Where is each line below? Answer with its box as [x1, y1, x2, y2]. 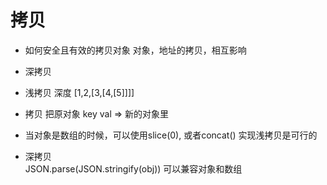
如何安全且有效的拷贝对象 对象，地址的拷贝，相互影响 [24, 44, 247, 56]
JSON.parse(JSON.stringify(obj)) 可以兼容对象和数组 [24, 162, 243, 175]
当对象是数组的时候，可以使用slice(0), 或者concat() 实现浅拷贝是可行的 [24, 129, 318, 141]
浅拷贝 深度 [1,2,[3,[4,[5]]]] [24, 86, 135, 98]
